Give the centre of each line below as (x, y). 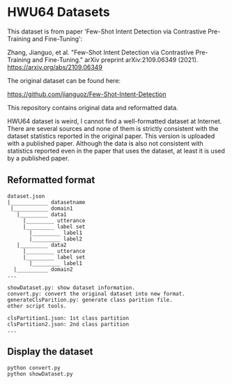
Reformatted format (51, 180)
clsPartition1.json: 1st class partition (68, 318)
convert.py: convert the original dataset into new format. (96, 293)
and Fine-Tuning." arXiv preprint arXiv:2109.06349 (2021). (115, 59)
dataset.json (26, 196)
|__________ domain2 (43, 269)
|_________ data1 (42, 214)
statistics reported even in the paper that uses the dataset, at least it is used (116, 151)
